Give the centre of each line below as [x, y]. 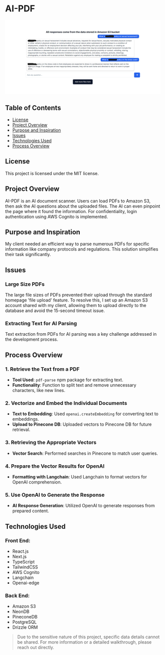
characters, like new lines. [39, 391]
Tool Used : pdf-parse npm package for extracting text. [68, 380]
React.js [20, 551]
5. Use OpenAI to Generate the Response [55, 495]
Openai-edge [26, 583]
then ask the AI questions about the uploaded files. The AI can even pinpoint [83, 206]
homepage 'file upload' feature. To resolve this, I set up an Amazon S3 [77, 300]
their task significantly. [28, 255]
